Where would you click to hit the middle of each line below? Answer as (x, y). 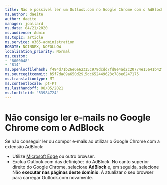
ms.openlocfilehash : (27, 70)
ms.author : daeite (24, 14)
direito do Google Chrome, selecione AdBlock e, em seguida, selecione (85, 167)
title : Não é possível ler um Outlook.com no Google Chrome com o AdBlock (84, 10)
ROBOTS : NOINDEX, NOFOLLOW (33, 47)
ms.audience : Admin (25, 33)
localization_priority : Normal (38, 51)
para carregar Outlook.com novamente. (53, 178)
